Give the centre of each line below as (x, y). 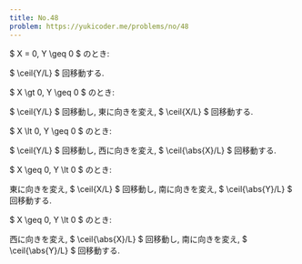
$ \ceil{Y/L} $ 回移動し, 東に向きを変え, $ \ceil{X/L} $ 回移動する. (131, 111)
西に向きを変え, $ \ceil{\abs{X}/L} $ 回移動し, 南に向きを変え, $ (128, 239)
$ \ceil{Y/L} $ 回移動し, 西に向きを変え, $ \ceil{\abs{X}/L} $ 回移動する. (143, 150)
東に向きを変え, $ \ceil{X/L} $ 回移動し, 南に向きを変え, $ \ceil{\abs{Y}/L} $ (151, 188)
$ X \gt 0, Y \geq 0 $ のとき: (62, 92)
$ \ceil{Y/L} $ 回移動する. (57, 73)
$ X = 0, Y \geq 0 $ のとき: (60, 53)
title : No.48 (34, 18)
